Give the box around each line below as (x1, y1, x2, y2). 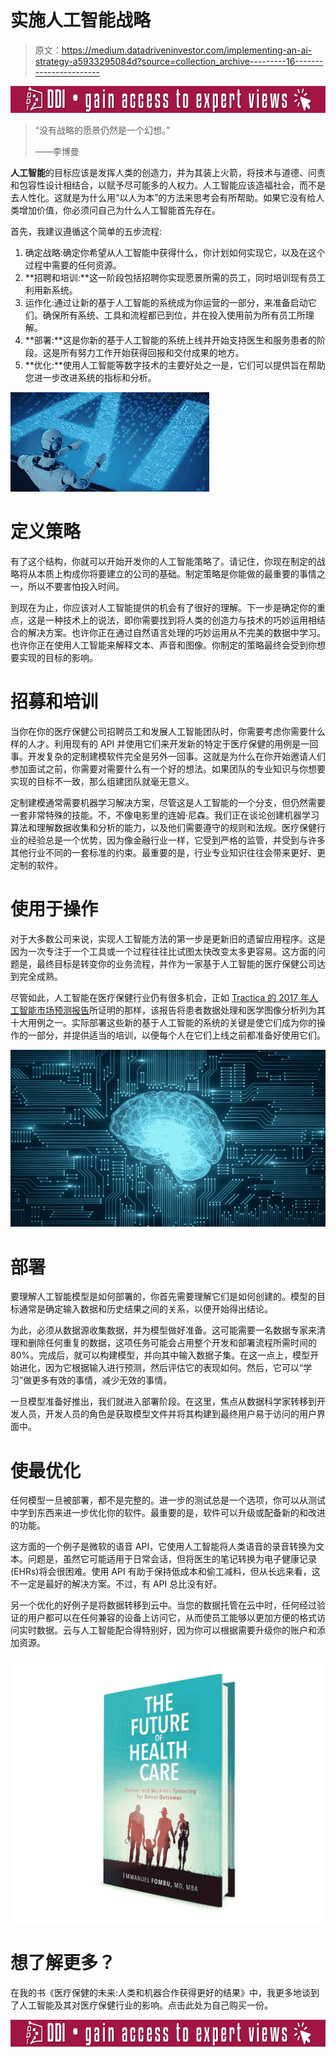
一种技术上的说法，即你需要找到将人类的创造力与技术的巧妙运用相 (44, 614, 317, 626)
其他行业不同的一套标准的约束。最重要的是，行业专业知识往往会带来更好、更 (10, 847, 326, 858)
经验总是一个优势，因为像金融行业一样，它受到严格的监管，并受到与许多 (27, 834, 326, 846)
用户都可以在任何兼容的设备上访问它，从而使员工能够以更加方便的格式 (27, 1612, 317, 1624)
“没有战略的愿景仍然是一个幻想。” (34, 124, 171, 136)
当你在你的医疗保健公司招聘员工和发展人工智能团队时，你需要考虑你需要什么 (10, 726, 326, 737)
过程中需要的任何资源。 (24, 259, 122, 271)
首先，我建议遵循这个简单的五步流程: (10, 226, 163, 238)
